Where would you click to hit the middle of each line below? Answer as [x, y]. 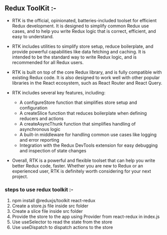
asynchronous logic [40, 129]
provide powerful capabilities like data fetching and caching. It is [79, 51]
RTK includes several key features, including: [59, 92]
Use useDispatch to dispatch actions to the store [62, 227]
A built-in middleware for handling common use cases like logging [88, 134]
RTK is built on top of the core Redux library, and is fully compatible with [87, 72]
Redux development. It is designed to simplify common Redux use [80, 26]
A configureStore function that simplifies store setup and [78, 102]
